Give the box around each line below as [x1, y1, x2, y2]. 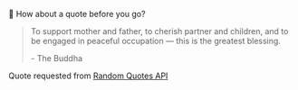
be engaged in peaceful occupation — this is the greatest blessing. [30, 36, 282, 46]
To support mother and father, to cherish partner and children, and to [30, 26, 289, 36]
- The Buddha [30, 53, 83, 63]
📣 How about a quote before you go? [8, 9, 146, 19]
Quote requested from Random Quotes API [8, 70, 168, 81]
